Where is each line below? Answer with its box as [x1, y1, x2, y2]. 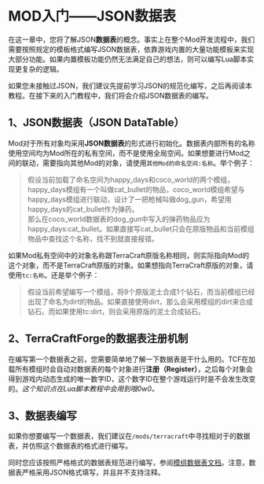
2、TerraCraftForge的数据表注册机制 [8, 332, 189, 345]
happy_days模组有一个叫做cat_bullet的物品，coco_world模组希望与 [27, 184, 245, 194]
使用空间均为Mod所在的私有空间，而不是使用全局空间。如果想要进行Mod [8, 148, 244, 157]
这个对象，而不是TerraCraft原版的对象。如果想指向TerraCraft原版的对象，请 [8, 260, 254, 270]
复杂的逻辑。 [21, 64, 64, 73]
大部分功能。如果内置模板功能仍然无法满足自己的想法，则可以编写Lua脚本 [8, 54, 247, 64]
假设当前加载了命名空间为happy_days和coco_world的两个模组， [27, 175, 234, 184]
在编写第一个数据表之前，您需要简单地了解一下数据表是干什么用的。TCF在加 [8, 354, 256, 364]
